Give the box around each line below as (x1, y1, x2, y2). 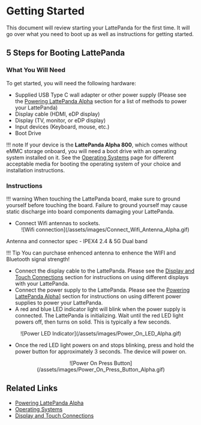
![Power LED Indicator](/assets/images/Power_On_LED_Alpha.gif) (20, 330, 182, 337)
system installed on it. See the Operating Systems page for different (6, 154, 174, 161)
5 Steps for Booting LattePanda (6, 48, 125, 58)
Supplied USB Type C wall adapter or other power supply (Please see (14, 91, 187, 98)
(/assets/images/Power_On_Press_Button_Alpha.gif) (37, 366, 165, 373)
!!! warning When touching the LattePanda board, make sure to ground (6, 195, 181, 202)
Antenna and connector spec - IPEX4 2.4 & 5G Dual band (6, 237, 148, 244)
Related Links (6, 383, 58, 394)
